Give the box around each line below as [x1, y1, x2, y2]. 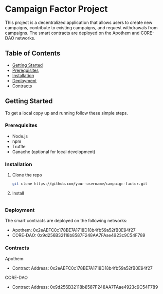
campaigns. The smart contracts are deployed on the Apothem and [5, 30, 140, 36]
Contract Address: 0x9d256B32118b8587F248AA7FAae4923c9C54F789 [12, 284, 158, 290]
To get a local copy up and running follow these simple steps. [5, 110, 128, 116]
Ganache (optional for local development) [12, 149, 96, 155]
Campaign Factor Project [5, 3, 108, 15]
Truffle [12, 143, 26, 149]
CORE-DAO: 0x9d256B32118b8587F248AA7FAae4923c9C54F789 [12, 233, 145, 238]
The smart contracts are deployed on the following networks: [5, 218, 127, 224]
